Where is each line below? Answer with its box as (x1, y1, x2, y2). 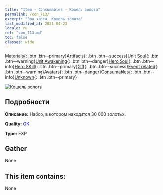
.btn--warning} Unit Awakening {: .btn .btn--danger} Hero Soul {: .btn (5, 58, 141, 64)
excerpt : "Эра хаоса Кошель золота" (5, 16, 83, 21)
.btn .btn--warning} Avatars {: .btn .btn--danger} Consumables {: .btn (5, 69, 142, 75)
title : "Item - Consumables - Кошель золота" (5, 7, 100, 12)
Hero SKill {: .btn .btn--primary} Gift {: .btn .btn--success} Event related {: (14, 63, 159, 69)
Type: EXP (5, 130, 27, 136)
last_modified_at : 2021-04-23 (5, 21, 68, 26)
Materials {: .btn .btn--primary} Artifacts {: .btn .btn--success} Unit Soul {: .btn (5, 53, 159, 59)
